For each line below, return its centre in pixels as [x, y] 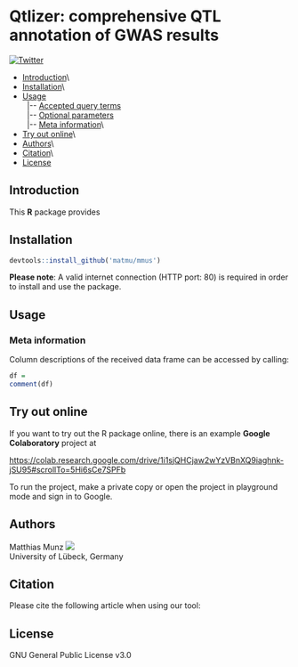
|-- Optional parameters [70, 115]
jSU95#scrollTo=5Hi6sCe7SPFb [68, 469]
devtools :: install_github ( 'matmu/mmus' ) [85, 260]
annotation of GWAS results [114, 35]
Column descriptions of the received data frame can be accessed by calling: [149, 360]
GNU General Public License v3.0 [70, 655]
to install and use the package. [65, 287]
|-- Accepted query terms [74, 105]
